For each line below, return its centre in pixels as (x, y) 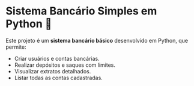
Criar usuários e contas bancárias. (57, 58)
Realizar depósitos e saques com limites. (65, 65)
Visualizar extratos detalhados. (53, 71)
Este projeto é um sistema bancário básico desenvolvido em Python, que (97, 40)
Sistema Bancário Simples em (81, 11)
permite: (16, 47)
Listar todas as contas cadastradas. (58, 78)
